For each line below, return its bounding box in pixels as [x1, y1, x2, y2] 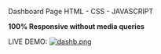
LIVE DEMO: [8, 37, 48, 46]
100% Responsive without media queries [8, 22, 145, 31]
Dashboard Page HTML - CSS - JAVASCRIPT [8, 7, 154, 16]
